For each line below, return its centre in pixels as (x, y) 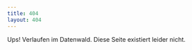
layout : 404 (24, 20)
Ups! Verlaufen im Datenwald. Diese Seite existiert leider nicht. (96, 39)
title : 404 (23, 13)
